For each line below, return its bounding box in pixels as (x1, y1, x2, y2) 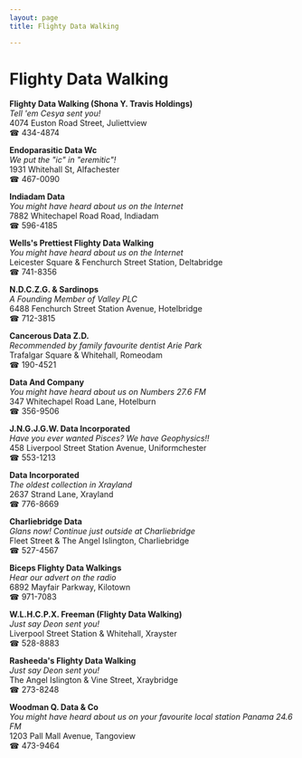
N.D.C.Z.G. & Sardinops (9, 284, 99, 295)
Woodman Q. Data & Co (9, 702, 99, 713)
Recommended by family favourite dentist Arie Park (9, 341, 203, 351)
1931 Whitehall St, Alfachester (9, 164, 120, 175)
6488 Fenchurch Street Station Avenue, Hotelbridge (9, 303, 203, 314)
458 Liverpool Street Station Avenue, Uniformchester (9, 443, 207, 454)
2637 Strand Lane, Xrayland (9, 489, 114, 500)
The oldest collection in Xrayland (9, 479, 133, 490)
